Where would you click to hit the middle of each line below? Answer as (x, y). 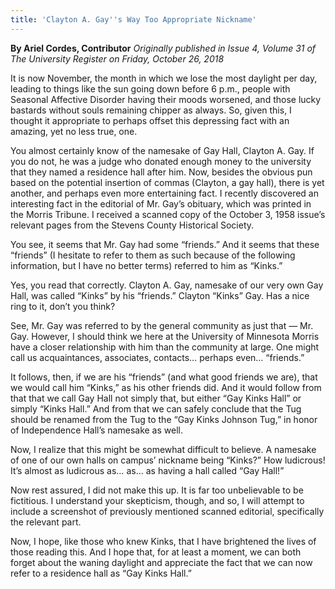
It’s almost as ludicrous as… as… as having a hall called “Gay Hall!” (147, 470)
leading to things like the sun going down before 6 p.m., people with (150, 88)
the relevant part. (46, 522)
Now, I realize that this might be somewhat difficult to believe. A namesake (163, 449)
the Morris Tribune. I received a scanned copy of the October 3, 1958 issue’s (168, 214)
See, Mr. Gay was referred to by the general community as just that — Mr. (162, 325)
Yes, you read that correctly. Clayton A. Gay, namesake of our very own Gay (167, 285)
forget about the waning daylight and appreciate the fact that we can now (161, 562)
